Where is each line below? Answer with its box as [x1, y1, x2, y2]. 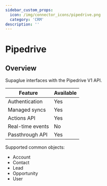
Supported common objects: [5, 144, 65, 150]
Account [12, 154, 30, 161]
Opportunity [12, 170, 38, 176]
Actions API [8, 115, 35, 122]
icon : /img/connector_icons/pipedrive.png [10, 12, 101, 17]
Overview [5, 64, 37, 72]
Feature [19, 90, 38, 97]
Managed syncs [8, 107, 46, 114]
